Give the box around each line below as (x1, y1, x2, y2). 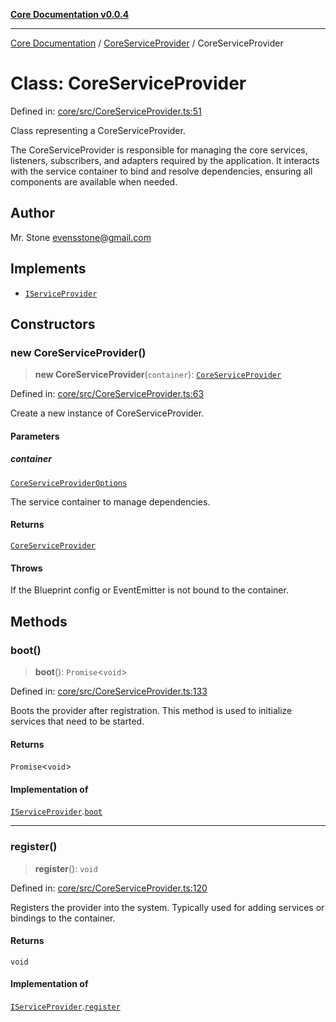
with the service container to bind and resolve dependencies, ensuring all (10, 165, 313, 177)
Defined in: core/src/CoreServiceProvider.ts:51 (10, 105, 202, 117)
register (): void (34, 862, 98, 874)
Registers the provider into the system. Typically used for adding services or (10, 901, 325, 913)
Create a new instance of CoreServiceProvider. (10, 407, 205, 419)
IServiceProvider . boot (10, 805, 103, 818)
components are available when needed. (10, 175, 178, 188)
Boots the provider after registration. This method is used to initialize (10, 704, 293, 716)
